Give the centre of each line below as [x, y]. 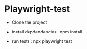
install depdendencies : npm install [47, 32]
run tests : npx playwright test [42, 41]
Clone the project [29, 22]
